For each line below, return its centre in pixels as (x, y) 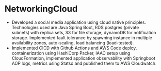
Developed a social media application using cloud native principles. (79, 22)
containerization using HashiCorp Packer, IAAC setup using (71, 53)
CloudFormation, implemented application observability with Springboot (83, 58)
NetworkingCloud (41, 9)
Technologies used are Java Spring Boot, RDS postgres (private (75, 27)
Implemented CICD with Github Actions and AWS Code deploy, (74, 48)
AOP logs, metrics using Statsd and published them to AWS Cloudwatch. (84, 63)
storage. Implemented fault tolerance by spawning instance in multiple (82, 38)
